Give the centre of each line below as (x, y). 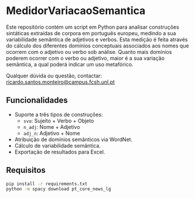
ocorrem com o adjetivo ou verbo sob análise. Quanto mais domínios (89, 52)
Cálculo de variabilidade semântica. (58, 145)
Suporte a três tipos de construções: (59, 114)
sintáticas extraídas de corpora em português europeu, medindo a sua (91, 33)
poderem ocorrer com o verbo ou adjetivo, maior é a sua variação (85, 58)
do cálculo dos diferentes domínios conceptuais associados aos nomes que (97, 46)
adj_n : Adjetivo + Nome (52, 133)
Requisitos (26, 170)
